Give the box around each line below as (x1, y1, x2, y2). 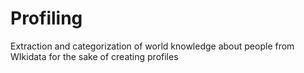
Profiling (10, 7, 83, 30)
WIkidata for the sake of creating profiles (10, 50, 179, 62)
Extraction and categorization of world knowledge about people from (10, 40, 295, 52)
